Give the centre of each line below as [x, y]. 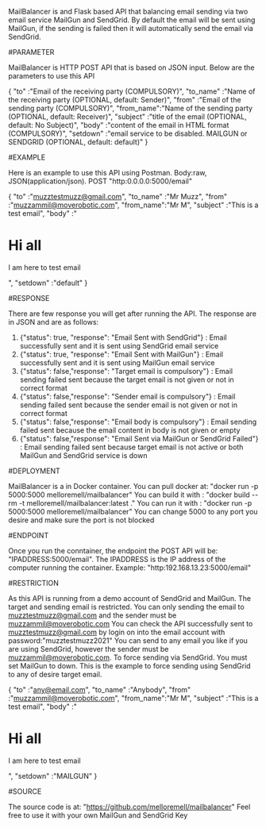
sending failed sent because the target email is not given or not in [127, 379]
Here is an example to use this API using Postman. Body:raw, [108, 173]
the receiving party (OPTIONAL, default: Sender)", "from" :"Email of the [125, 100]
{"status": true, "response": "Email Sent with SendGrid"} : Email [123, 337]
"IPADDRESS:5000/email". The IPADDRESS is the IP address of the [117, 559]
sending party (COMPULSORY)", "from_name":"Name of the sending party [130, 108]
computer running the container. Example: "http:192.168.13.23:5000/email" [130, 568]
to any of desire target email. [55, 674]
